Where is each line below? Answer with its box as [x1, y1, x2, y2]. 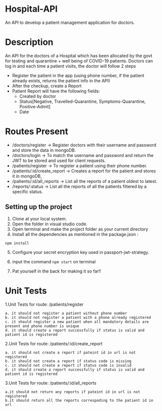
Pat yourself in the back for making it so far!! [12, 268, 101, 274]
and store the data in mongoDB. [12, 147, 76, 153]
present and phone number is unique [5, 323, 79, 329]
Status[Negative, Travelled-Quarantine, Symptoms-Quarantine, [19, 98, 146, 104]
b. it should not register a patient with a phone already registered [5, 315, 151, 320]
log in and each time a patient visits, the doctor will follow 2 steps [5, 63, 136, 69]
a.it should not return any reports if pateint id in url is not [5, 389, 140, 394]
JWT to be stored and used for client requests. [12, 157, 106, 163]
